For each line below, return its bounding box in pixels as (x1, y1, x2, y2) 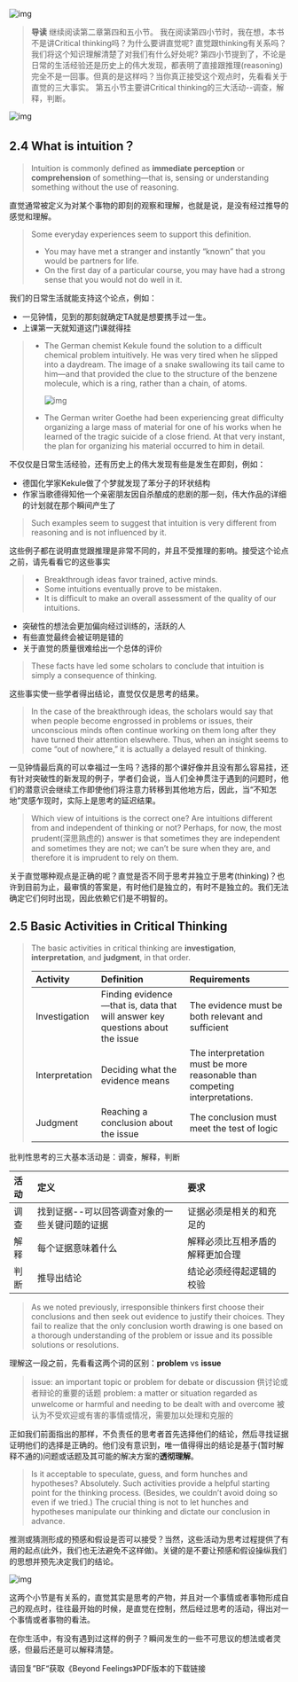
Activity (35, 973, 70, 985)
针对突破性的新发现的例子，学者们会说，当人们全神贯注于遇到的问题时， (16, 772, 281, 784)
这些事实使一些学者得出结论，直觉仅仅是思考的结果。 (9, 688, 204, 699)
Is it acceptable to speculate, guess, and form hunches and (30, 1468, 248, 1479)
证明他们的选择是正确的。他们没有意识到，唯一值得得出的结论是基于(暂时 (9, 1439, 277, 1450)
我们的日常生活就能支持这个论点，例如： (9, 293, 157, 303)
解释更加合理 (187, 1248, 241, 1261)
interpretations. (189, 1091, 254, 1103)
